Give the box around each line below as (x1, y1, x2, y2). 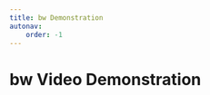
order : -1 (25, 30, 64, 39)
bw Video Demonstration (9, 69, 202, 90)
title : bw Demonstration (9, 13, 104, 23)
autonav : (9, 22, 43, 31)
